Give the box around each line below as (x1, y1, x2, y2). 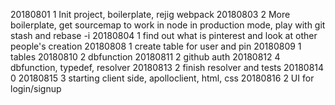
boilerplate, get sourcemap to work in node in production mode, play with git (10, 19, 326, 31)
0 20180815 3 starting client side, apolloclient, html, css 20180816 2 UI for (10, 72, 315, 84)
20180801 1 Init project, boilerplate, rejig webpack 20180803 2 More (10, 9, 291, 20)
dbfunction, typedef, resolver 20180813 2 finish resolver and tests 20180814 (10, 62, 325, 73)
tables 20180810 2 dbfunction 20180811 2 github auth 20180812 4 (10, 51, 281, 63)
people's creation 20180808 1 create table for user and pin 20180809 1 (10, 40, 302, 52)
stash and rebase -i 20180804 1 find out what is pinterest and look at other (10, 30, 318, 41)
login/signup (10, 83, 62, 94)
